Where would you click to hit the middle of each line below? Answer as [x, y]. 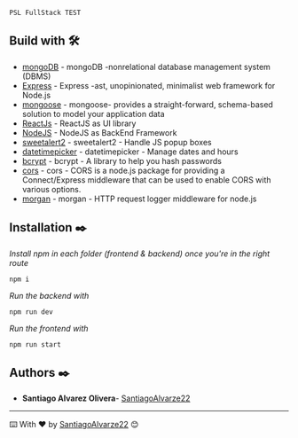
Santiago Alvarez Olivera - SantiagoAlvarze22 [106, 398]
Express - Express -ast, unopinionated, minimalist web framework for [149, 85]
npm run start [35, 344]
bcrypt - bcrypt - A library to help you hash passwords [122, 160]
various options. [51, 189]
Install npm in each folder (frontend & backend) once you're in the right [140, 254]
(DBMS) [36, 76]
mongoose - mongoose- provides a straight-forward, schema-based [147, 104]
